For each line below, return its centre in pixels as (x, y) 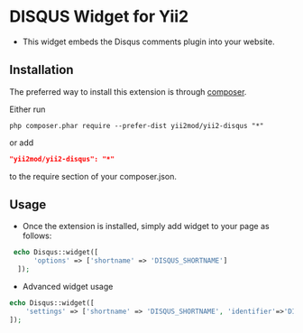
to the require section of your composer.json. (93, 176)
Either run (28, 109)
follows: (37, 236)
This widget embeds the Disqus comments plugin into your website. (148, 42)
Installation (41, 70)
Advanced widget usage (68, 287)
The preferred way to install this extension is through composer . (128, 91)
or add (22, 143)
